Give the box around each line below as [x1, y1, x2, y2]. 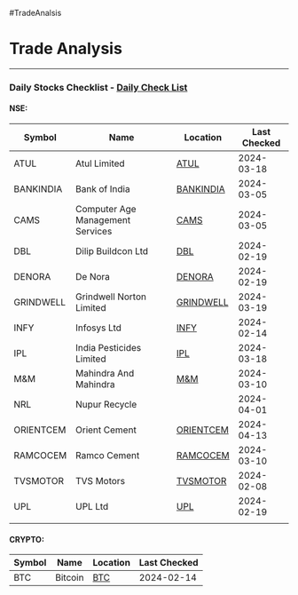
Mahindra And [74, 368, 135, 380]
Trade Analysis [9, 39, 122, 59]
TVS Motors [74, 475, 126, 488]
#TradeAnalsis [9, 8, 62, 18]
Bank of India [74, 183, 130, 195]
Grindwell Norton [74, 290, 146, 303]
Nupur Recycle [74, 399, 137, 411]
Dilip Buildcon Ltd [74, 245, 149, 258]
